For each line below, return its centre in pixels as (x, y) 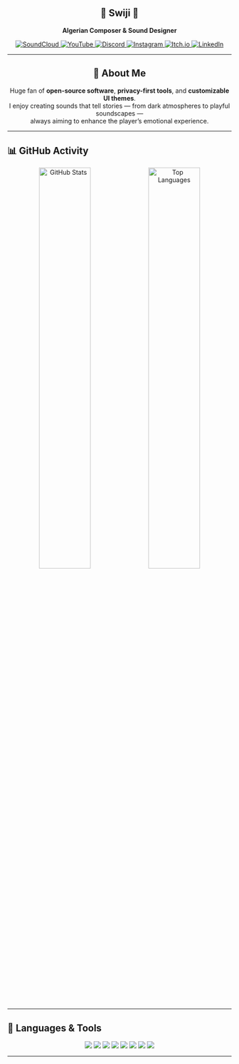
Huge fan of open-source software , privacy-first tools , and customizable (119, 91)
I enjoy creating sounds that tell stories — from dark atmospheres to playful (119, 106)
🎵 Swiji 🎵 (119, 13)
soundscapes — (119, 113)
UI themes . (119, 98)
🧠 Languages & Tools (54, 1028)
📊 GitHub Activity (48, 151)
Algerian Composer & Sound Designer (119, 30)
